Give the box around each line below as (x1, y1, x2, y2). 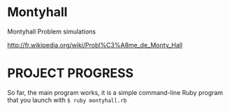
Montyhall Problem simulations (7, 27, 96, 36)
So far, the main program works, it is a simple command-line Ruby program (7, 88, 224, 96)
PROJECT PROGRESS (7, 66, 134, 81)
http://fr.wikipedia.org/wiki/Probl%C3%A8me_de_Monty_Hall (7, 40, 183, 49)
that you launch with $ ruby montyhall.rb (7, 96, 127, 104)
